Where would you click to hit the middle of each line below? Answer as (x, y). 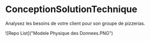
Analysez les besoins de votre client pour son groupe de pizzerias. (75, 23)
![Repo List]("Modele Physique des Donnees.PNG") (59, 33)
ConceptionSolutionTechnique (71, 9)
